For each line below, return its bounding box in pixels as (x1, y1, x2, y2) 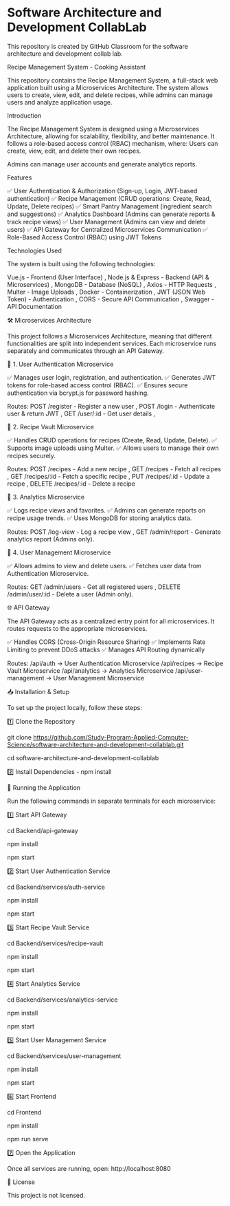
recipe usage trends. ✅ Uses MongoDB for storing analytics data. (7, 514, 192, 522)
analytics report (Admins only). (7, 535, 95, 543)
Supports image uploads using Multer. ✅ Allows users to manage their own (7, 444, 219, 452)
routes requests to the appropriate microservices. (7, 624, 148, 632)
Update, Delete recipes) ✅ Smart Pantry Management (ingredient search (7, 202, 212, 211)
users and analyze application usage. (7, 98, 113, 106)
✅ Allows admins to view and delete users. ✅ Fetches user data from (7, 561, 202, 570)
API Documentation (7, 302, 62, 310)
